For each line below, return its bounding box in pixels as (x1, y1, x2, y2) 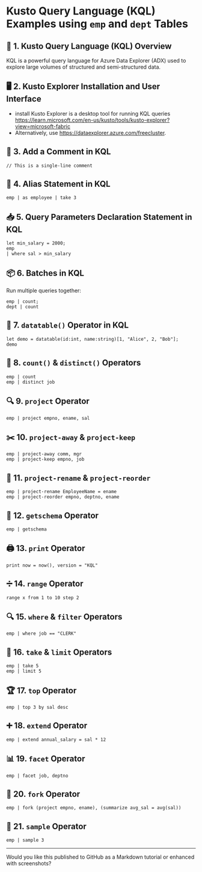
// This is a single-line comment (6, 163, 93, 169)
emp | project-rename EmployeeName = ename (6, 489, 117, 495)
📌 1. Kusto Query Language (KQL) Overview (6, 41, 172, 51)
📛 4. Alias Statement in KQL (6, 179, 111, 189)
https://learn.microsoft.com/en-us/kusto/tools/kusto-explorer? (14, 116, 170, 123)
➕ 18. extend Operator (6, 721, 88, 731)
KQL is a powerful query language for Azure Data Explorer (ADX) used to (6, 57, 186, 64)
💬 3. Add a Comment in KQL (6, 146, 111, 157)
